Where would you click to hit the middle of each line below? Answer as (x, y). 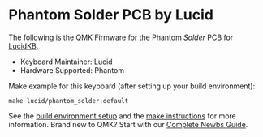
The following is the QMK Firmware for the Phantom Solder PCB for (121, 37)
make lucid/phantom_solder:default (69, 101)
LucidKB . (24, 45)
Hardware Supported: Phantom (72, 70)
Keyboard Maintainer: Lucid (66, 62)
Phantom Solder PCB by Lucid (111, 15)
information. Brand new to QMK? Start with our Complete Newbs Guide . (128, 124)
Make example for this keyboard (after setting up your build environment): (132, 86)
